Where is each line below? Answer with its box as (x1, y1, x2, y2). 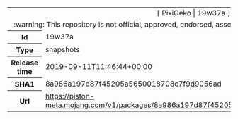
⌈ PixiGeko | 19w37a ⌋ (157, 8, 230, 18)
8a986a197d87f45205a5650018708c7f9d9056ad (45, 79, 222, 89)
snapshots (45, 45, 80, 54)
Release (11, 58, 39, 68)
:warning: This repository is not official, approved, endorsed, (13, 20, 214, 29)
